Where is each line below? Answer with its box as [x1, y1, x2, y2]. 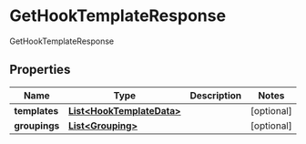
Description [189, 88, 242, 101]
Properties [9, 62, 71, 77]
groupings [14, 119, 60, 132]
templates [14, 104, 59, 117]
